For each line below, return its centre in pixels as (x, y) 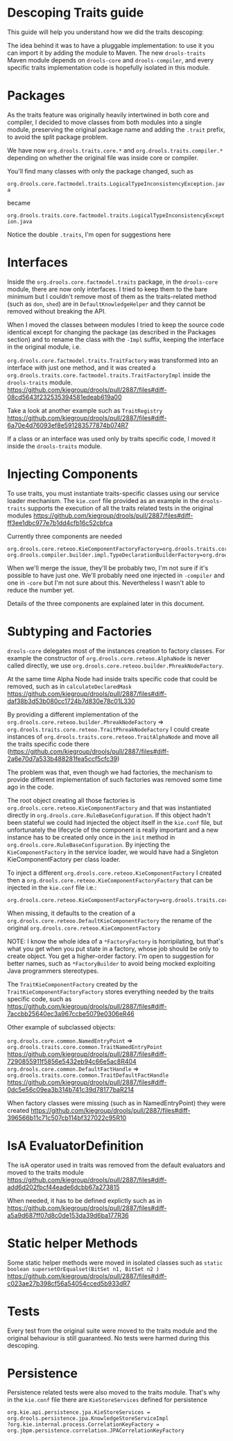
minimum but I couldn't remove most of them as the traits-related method (112, 296)
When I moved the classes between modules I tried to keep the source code (116, 325)
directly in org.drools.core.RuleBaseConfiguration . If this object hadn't (109, 815)
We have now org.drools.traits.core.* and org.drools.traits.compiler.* (115, 150)
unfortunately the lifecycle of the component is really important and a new (113, 830)
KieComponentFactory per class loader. (64, 859)
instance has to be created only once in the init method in (91, 837)
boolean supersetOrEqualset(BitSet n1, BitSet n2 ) (83, 1269)
